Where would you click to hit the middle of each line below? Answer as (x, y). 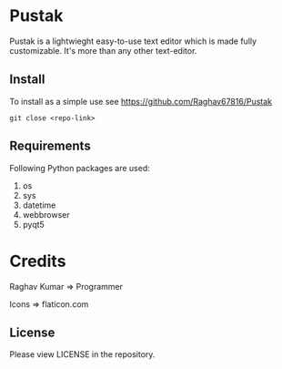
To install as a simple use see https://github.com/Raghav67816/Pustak (141, 101)
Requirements (50, 146)
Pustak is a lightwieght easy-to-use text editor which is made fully (133, 41)
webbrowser (46, 214)
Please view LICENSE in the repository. (82, 354)
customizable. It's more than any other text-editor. (103, 50)
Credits (38, 261)
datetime (39, 205)
